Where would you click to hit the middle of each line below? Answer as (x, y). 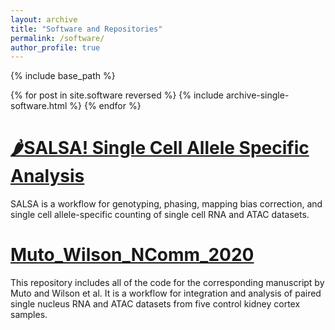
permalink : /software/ (57, 38)
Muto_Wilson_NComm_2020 (132, 255)
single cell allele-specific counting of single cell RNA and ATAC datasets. (160, 215)
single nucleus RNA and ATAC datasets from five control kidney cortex (155, 304)
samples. (29, 315)
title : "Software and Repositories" (86, 29)
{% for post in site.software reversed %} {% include (117, 95)
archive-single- (257, 95)
